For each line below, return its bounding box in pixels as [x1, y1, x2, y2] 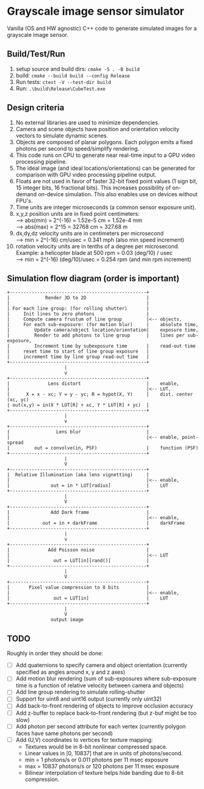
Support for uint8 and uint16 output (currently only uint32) [15, 695, 162, 703]
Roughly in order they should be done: [7, 650, 103, 657]
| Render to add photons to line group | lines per [7, 332, 185, 338]
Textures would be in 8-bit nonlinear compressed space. [24, 743, 167, 750]
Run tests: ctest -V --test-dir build [15, 78, 112, 85]
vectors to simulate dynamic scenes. [15, 132, 109, 139]
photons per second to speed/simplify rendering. [15, 145, 140, 152]
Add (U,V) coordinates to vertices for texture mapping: [15, 736, 153, 743]
